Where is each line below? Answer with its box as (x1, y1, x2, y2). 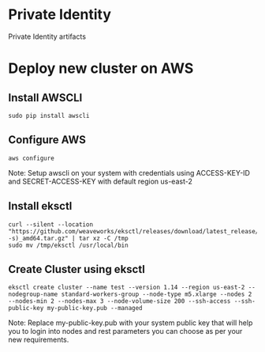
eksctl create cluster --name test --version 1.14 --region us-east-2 (8, 283, 245, 292)
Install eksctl (8, 199, 73, 213)
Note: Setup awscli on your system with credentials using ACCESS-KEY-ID (8, 168, 251, 177)
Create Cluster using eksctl (8, 263, 146, 276)
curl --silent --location (8, 220, 93, 229)
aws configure (8, 154, 55, 162)
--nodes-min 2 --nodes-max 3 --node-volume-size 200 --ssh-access (8, 297, 231, 305)
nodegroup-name (8, 290, 58, 298)
